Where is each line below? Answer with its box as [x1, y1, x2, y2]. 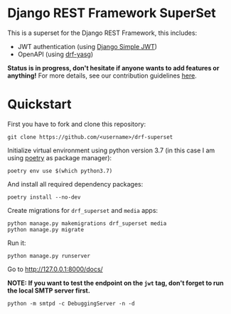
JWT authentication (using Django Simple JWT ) [17, 42, 158, 51]
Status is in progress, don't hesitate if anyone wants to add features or [7, 63, 220, 72]
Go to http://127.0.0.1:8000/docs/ [7, 265, 103, 273]
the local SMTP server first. [7, 286, 90, 295]
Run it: [7, 239, 26, 247]
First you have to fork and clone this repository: [7, 120, 146, 128]
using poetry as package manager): [7, 153, 112, 162]
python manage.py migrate [7, 226, 84, 233]
